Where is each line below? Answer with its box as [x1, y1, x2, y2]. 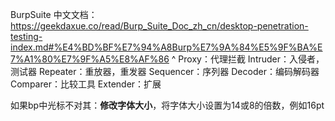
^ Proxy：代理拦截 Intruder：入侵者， [171, 53, 325, 65]
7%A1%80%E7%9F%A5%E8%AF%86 [10, 53, 170, 65]
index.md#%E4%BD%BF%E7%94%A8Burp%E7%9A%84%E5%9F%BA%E [10, 41, 323, 53]
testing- [10, 31, 43, 42]
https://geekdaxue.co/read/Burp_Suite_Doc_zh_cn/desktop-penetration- [10, 20, 309, 32]
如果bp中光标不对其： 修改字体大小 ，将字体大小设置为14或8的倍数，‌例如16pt [10, 99, 325, 111]
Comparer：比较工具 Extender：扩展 [10, 78, 162, 90]
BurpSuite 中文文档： [10, 9, 98, 20]
